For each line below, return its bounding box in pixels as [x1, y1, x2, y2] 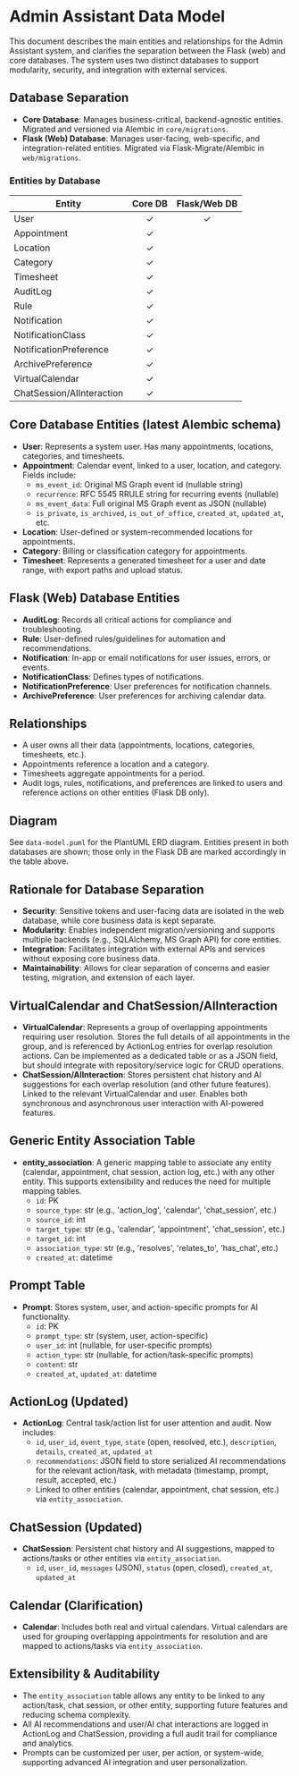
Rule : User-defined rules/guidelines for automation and [21, 633, 226, 644]
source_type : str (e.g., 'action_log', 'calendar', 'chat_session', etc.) [35, 1205, 277, 1215]
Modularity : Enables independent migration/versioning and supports [21, 925, 276, 935]
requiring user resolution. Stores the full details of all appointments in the [21, 1031, 290, 1042]
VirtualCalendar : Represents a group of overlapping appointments [21, 1021, 268, 1032]
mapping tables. [21, 1185, 82, 1196]
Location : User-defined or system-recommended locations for [21, 526, 253, 537]
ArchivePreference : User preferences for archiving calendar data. [21, 690, 267, 701]
